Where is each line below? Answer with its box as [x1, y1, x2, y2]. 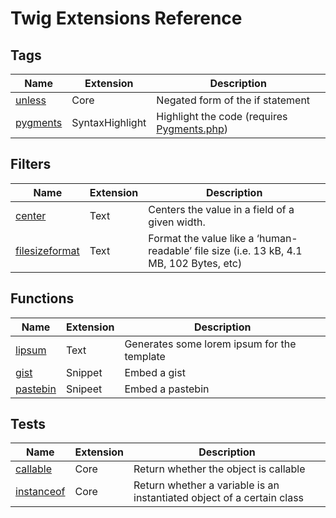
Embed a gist [124, 365, 186, 379]
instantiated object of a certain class [133, 491, 305, 505]
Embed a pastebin [124, 382, 210, 396]
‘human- [256, 231, 298, 245]
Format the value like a [148, 231, 255, 245]
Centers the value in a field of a [148, 202, 295, 216]
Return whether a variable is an [133, 478, 280, 492]
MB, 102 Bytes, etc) [148, 256, 243, 270]
